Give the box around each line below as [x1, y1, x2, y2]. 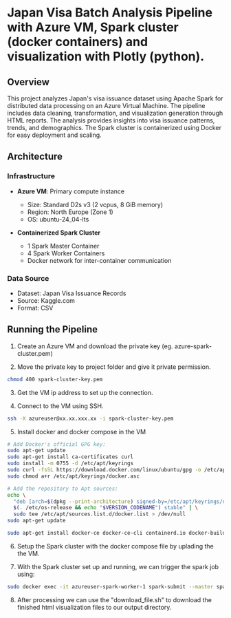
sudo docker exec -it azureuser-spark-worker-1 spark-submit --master [7, 583, 214, 590]
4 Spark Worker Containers [27, 249, 105, 257]
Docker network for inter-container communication [27, 256, 172, 264]
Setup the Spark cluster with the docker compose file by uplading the [16, 542, 214, 550]
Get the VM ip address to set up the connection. [16, 388, 153, 396]
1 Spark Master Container [27, 242, 100, 250]
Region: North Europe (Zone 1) [27, 208, 113, 216]
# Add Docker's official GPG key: [7, 440, 107, 448]
